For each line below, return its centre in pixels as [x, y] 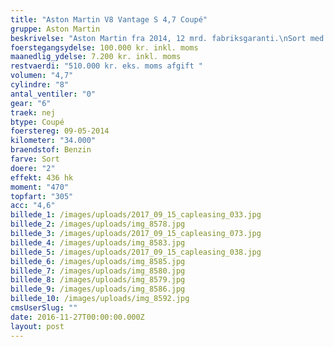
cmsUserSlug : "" [44, 308]
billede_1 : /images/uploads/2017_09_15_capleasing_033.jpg [136, 215]
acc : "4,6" [33, 206]
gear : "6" [31, 103]
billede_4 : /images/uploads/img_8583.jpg [98, 242]
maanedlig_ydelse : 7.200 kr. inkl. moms [96, 57]
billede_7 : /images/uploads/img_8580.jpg [98, 271]
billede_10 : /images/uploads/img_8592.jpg [100, 299]
